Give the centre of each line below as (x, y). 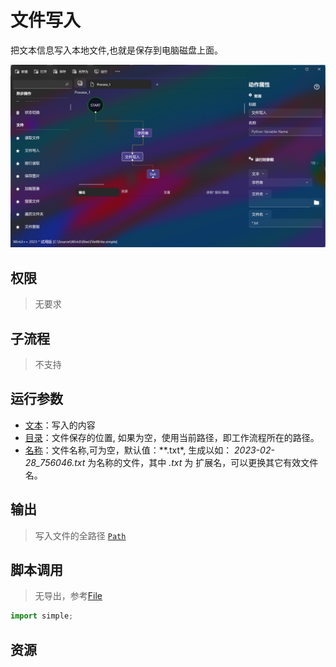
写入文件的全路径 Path (80, 535)
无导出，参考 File (68, 596)
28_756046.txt (55, 462)
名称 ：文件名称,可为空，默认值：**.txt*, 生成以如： (128, 450)
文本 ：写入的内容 (60, 425)
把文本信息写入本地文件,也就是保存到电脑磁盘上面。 (117, 50)
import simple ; (42, 616)
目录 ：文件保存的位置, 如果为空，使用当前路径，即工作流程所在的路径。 (172, 437)
